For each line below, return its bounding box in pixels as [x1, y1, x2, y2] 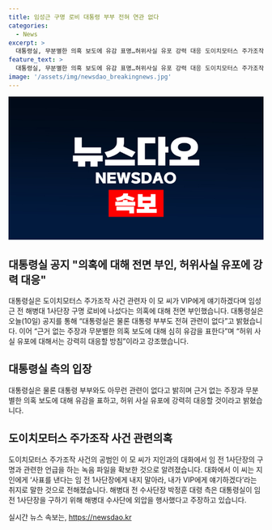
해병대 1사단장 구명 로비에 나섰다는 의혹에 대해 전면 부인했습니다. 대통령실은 [25, 306, 264, 316]
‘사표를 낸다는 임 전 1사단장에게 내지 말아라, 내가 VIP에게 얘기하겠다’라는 [29, 474, 257, 485]
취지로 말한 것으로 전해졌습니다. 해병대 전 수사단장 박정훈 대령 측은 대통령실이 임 [8, 485, 261, 494]
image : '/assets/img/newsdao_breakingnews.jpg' [8, 73, 172, 81]
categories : [8, 21, 49, 30]
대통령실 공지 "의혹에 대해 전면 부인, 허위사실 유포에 [8, 257, 251, 271]
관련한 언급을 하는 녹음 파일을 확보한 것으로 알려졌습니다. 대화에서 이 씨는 [23, 464, 255, 474]
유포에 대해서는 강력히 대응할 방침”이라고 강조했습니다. [16, 337, 189, 346]
